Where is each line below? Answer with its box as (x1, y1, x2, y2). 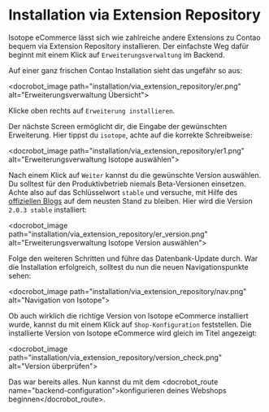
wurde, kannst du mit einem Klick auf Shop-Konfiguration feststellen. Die (8, 319, 252, 329)
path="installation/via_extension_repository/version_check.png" (8, 352, 222, 362)
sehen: (8, 271, 32, 280)
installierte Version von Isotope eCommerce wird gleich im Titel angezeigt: (8, 327, 258, 338)
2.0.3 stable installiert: (8, 205, 87, 215)
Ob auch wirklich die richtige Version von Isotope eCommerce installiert (8, 310, 249, 320)
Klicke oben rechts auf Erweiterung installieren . (8, 106, 176, 115)
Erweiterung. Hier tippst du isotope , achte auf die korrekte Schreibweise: (8, 130, 253, 140)
